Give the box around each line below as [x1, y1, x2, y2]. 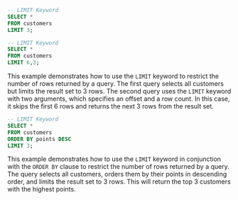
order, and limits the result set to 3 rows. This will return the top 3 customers [7, 177, 231, 186]
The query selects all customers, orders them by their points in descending [7, 170, 227, 179]
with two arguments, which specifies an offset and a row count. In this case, [7, 94, 230, 103]
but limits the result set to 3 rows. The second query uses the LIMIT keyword [7, 87, 232, 95]
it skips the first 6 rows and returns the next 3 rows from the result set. [7, 102, 215, 110]
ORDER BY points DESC [7, 135, 72, 143]
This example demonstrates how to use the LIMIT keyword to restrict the [7, 72, 220, 80]
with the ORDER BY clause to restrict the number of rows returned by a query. [7, 162, 229, 171]
